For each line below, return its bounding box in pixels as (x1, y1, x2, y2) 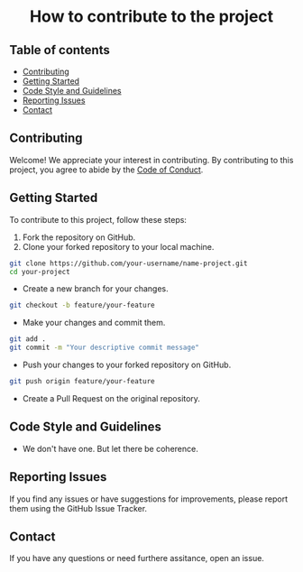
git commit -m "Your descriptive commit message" (9, 343, 200, 353)
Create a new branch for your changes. (22, 283, 169, 294)
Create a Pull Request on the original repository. (22, 392, 201, 403)
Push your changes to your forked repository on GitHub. (22, 359, 232, 370)
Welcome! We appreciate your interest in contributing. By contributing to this (9, 154, 294, 165)
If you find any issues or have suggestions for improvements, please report (9, 494, 289, 504)
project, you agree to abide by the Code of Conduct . (9, 164, 204, 175)
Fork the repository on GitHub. (22, 232, 136, 243)
